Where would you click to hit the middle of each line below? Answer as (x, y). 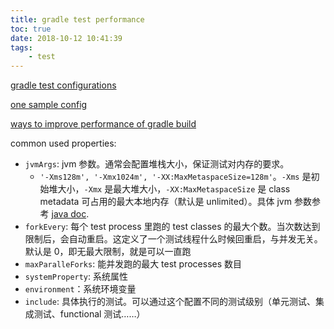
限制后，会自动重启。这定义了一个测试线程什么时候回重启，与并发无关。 (173, 239)
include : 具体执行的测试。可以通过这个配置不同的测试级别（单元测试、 (170, 302)
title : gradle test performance (77, 19)
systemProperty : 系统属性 (76, 277)
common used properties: (63, 143)
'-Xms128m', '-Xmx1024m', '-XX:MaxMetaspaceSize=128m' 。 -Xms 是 (175, 177)
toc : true (31, 29)
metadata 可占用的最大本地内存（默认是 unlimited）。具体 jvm (165, 202)
